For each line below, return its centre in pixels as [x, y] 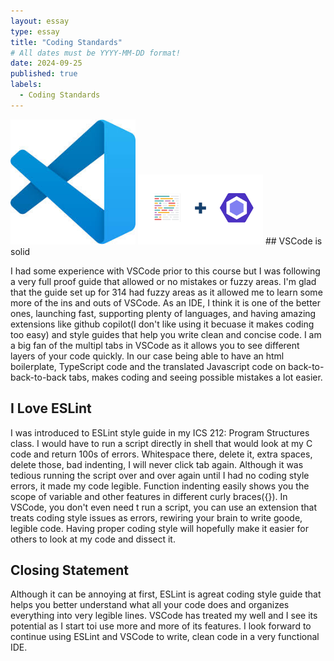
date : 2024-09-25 [46, 63]
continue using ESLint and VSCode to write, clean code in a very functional [165, 637]
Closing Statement [70, 570]
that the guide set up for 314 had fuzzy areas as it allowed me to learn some [166, 292]
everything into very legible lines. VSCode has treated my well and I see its [164, 616]
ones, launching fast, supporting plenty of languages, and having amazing [163, 313]
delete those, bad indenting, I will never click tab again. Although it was [157, 464]
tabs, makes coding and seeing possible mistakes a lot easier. [195, 377]
